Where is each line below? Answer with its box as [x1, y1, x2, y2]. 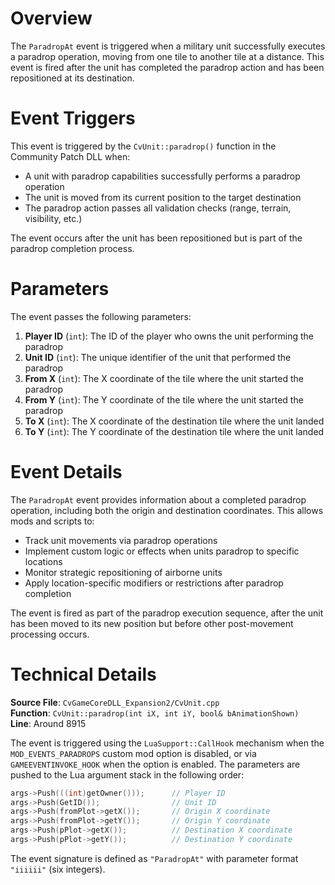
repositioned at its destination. [10, 72, 135, 84]
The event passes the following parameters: [10, 310, 192, 322]
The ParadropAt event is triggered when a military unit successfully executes [10, 40, 326, 52]
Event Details [10, 461, 123, 483]
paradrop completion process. [10, 242, 135, 254]
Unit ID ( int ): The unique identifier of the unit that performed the [24, 351, 292, 363]
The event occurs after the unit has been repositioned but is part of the [10, 232, 303, 244]
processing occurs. [10, 628, 90, 640]
